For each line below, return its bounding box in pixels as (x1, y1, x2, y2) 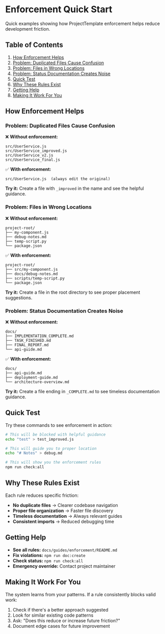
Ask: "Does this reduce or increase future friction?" (12, 617, 121, 623)
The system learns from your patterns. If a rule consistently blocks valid (5, 591, 156, 597)
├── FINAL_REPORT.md (5, 343, 49, 348)
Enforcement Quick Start (5, 4, 113, 15)
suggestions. (5, 294, 33, 300)
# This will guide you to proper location (5, 446, 97, 451)
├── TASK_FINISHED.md (5, 338, 51, 343)
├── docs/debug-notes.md (5, 271, 58, 276)
